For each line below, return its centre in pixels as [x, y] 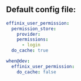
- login [31, 45]
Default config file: [41, 10]
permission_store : [34, 29]
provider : [29, 34]
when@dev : [18, 61]
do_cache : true [30, 50]
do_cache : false [37, 72]
